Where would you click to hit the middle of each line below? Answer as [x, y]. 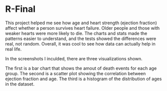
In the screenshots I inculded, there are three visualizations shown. [74, 58]
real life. [13, 49]
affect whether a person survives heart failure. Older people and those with [83, 28]
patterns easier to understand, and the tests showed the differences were [81, 39]
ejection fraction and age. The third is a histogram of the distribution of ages [83, 79]
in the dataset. [20, 84]
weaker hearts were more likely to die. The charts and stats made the [76, 33]
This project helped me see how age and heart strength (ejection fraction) [81, 23]
